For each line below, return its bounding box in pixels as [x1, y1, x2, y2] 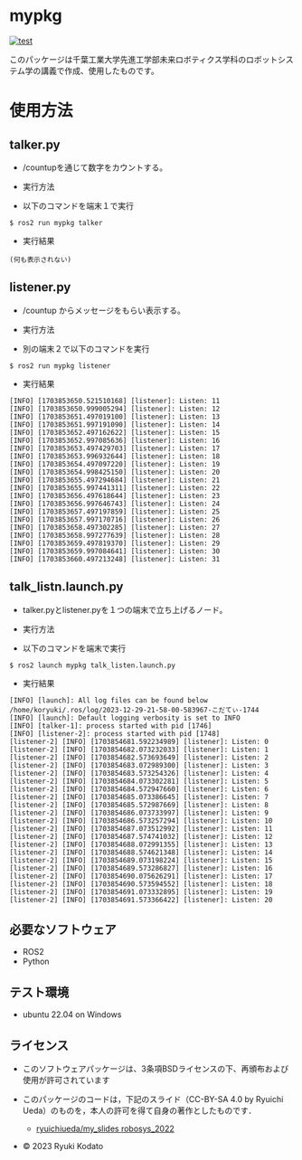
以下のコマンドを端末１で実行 [22, 200, 134, 211]
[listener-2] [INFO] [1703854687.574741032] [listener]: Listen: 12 [9, 832, 273, 841]
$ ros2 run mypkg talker [9, 218, 103, 227]
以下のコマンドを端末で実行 [22, 643, 127, 654]
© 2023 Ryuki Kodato [22, 1141, 104, 1151]
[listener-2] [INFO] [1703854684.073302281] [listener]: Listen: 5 [9, 777, 269, 786]
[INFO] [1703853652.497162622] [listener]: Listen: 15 [9, 428, 221, 437]
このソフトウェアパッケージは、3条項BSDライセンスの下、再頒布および [22, 1063, 289, 1074]
